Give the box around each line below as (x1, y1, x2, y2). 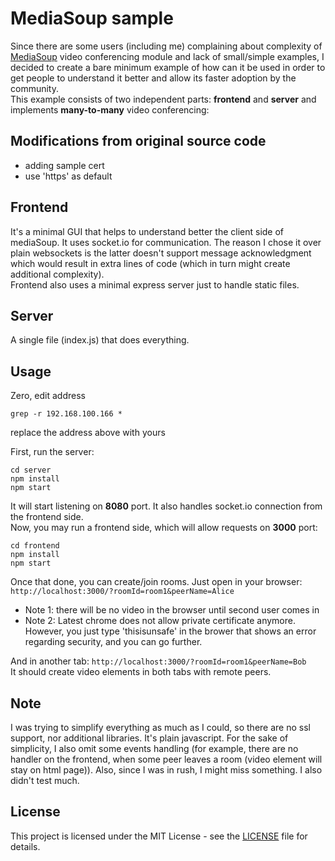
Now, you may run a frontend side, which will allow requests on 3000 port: (10, 522, 318, 534)
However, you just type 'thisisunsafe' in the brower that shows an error (24, 625, 317, 637)
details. (10, 840, 41, 852)
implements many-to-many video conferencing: (10, 103, 210, 116)
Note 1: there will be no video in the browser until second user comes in (24, 604, 320, 616)
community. (10, 82, 59, 94)
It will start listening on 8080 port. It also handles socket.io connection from (10, 500, 323, 512)
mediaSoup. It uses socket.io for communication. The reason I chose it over (10, 236, 322, 248)
